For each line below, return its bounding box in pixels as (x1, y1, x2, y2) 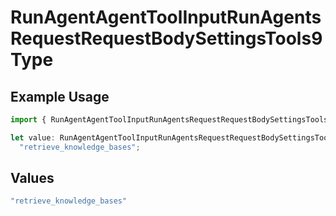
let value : (10, 132, 56, 143)
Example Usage (10, 88, 110, 105)
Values (10, 170, 55, 187)
